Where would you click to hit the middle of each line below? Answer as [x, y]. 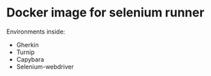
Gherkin [27, 45]
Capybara [30, 59]
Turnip [25, 52]
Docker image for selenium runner [105, 13]
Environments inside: [36, 31]
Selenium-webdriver [45, 66]
